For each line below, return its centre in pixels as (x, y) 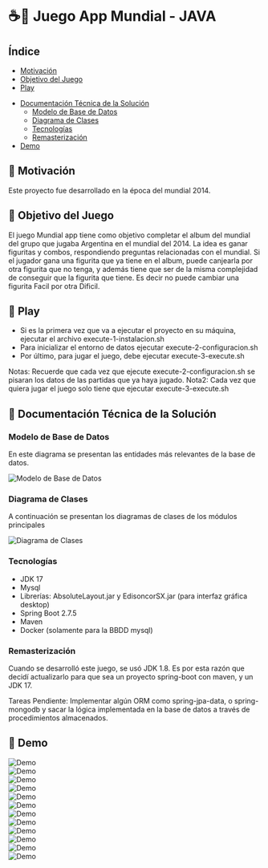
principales (27, 525)
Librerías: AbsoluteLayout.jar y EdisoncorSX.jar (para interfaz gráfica (134, 596)
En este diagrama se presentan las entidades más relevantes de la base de (132, 454)
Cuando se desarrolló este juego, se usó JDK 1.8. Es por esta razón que (126, 668)
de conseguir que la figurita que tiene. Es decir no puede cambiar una (124, 278)
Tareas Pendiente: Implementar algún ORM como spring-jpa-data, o (120, 701)
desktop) (35, 604)
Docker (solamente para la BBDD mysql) (87, 630)
